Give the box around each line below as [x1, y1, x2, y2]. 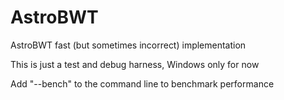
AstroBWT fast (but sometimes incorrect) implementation [10, 39, 247, 51]
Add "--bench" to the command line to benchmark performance [10, 77, 275, 90]
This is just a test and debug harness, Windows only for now [10, 58, 260, 70]
